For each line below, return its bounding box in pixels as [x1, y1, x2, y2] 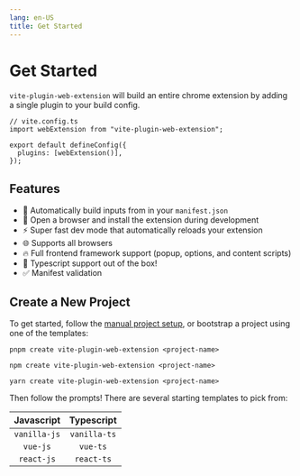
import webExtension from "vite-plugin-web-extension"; [9, 125, 223, 134]
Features [9, 181, 60, 197]
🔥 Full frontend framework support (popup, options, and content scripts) [22, 248, 292, 259]
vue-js [23, 442, 51, 452]
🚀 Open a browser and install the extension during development [22, 215, 259, 225]
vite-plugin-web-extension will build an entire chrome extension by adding [9, 90, 288, 101]
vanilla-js [14, 429, 61, 440]
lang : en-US [9, 13, 54, 23]
